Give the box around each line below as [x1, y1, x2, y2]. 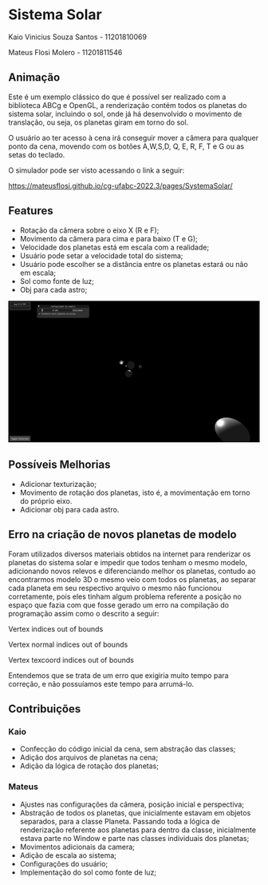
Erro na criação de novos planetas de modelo [8, 528, 237, 541]
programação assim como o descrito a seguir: [8, 608, 160, 618]
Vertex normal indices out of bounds [8, 640, 128, 649]
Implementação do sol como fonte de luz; [19, 867, 157, 877]
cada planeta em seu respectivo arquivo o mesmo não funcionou [8, 583, 222, 592]
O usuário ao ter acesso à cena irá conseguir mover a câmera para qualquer [8, 133, 259, 142]
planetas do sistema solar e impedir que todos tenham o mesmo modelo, [8, 557, 247, 567]
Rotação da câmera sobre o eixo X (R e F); [19, 225, 160, 235]
